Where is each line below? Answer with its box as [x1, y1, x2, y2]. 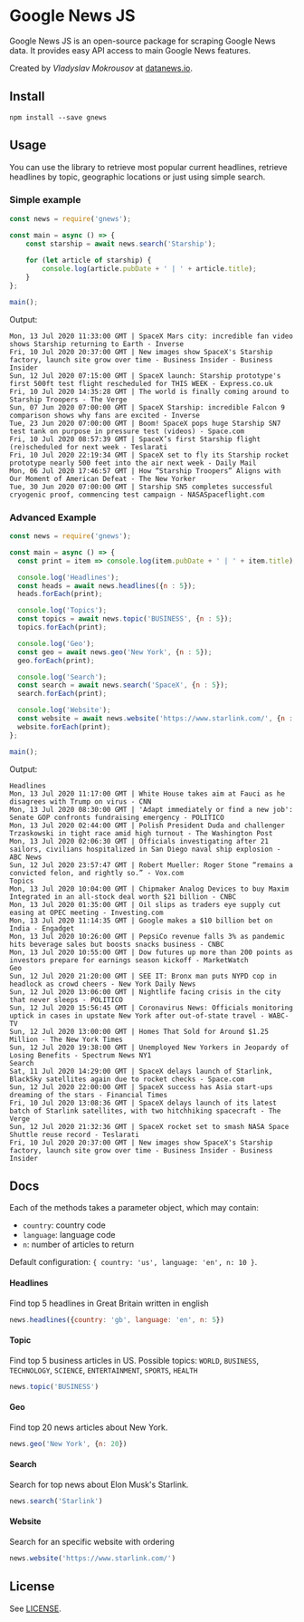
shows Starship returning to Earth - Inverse [9, 339, 184, 349]
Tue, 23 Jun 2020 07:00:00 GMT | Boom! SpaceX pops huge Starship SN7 [9, 419, 281, 428]
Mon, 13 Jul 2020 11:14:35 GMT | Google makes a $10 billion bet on [9, 916, 273, 925]
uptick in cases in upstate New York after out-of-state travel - [9, 1011, 265, 1020]
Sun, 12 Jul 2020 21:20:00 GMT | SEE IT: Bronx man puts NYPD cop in [9, 971, 278, 980]
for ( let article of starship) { [25, 256, 152, 266]
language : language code [22, 1230, 116, 1241]
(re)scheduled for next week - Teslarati [9, 442, 168, 451]
